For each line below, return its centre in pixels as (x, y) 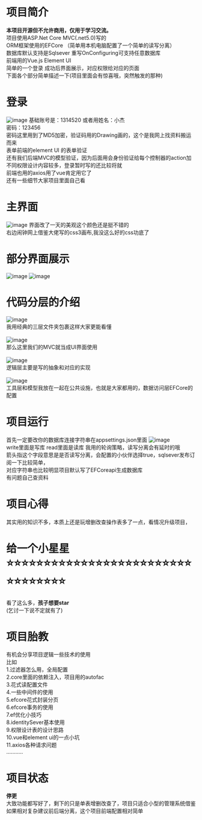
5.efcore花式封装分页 (32, 700)
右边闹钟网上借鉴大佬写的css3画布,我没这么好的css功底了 (78, 232)
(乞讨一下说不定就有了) (35, 610)
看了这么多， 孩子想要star (38, 602)
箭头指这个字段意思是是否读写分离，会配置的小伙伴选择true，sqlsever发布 (98, 455)
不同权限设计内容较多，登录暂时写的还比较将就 (64, 165)
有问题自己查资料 (27, 477)
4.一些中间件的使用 (30, 692)
